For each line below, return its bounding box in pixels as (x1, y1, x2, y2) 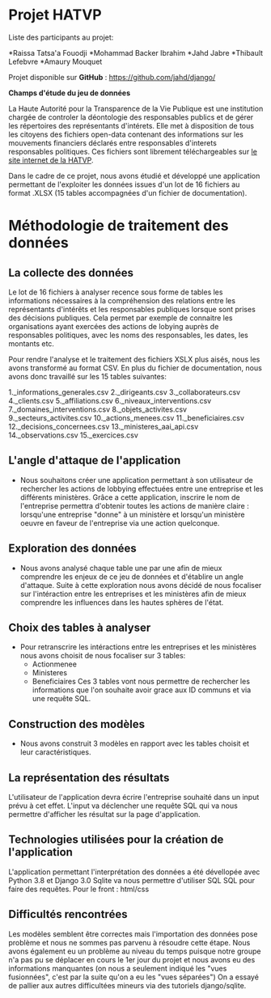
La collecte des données (8, 265, 134, 280)
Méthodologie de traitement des (8, 217, 229, 235)
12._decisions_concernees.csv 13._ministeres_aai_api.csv (8, 421, 199, 431)
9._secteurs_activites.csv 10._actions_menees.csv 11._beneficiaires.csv (8, 412, 245, 422)
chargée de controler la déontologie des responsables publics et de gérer (8, 112, 254, 122)
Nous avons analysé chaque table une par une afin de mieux (19, 563, 222, 573)
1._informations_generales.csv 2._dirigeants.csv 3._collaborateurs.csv (8, 387, 241, 397)
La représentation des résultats (8, 771, 170, 784)
